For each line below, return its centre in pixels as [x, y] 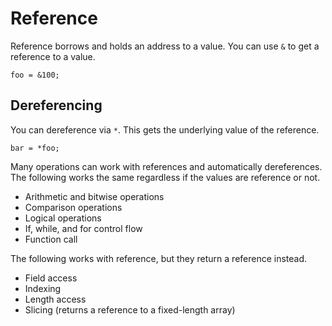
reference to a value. [53, 56]
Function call [51, 239]
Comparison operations [73, 207]
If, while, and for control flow [83, 228]
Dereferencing [56, 105]
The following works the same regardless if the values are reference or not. [165, 177]
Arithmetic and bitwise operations [94, 196]
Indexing [43, 288]
